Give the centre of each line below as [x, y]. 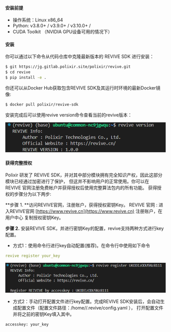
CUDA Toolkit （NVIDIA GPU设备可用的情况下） [63, 32]
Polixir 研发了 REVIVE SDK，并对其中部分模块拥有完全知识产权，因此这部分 [84, 175]
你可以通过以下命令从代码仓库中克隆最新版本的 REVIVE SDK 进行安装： [80, 56]
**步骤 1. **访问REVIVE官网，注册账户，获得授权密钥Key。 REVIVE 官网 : [81, 205]
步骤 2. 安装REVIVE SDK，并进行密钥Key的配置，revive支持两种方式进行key [84, 228]
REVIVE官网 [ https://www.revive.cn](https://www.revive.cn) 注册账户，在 [86, 212]
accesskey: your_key [27, 325]
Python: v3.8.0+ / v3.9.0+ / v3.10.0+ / [52, 26]
